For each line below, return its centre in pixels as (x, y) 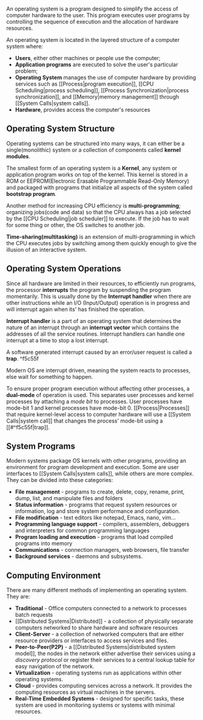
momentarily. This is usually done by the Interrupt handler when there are (99, 296)
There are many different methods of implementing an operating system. (97, 590)
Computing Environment (54, 575)
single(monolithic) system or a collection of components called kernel (94, 150)
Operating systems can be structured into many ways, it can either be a (95, 143)
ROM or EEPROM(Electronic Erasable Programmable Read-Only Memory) (98, 181)
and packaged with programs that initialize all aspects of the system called (99, 187)
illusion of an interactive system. (47, 250)
